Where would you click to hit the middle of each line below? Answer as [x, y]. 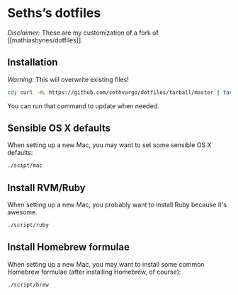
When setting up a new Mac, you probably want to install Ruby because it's [117, 205]
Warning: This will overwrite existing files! [68, 79]
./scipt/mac [25, 166]
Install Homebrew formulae [68, 247]
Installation [33, 63]
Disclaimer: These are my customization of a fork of [83, 33]
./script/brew [28, 284]
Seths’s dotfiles [54, 13]
